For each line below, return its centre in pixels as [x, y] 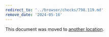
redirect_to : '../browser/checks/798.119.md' [54, 10]
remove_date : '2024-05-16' [34, 15]
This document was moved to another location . [55, 29]
